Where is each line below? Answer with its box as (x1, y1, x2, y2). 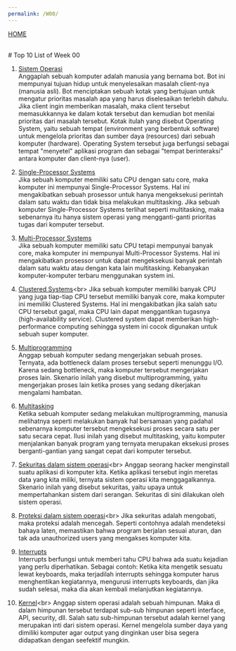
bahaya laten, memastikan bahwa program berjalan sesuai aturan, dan (18, 526, 222, 535)
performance (18, 322, 57, 331)
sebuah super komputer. (18, 329, 89, 338)
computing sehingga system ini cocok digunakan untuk (58, 322, 218, 331)
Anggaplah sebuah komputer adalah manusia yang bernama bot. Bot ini (18, 72, 225, 80)
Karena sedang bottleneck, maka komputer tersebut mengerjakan (18, 365, 209, 374)
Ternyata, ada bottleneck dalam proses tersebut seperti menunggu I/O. (18, 358, 224, 367)
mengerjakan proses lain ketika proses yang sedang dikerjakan (18, 381, 201, 389)
